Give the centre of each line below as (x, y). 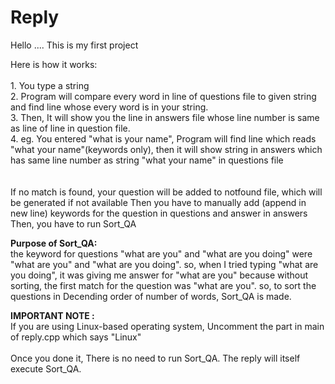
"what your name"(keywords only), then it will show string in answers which (166, 149)
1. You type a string (50, 85)
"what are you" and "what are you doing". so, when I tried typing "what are (164, 264)
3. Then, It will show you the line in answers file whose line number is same (165, 117)
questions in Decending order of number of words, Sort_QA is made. (151, 296)
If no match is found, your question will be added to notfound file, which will (166, 192)
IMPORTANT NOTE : (52, 315)
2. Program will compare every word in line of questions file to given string (163, 96)
